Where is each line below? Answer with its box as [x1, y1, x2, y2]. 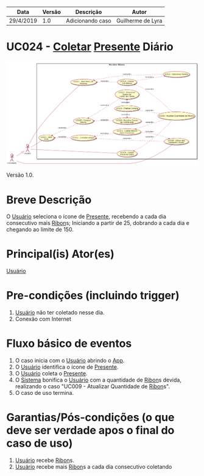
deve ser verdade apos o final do [6, 424, 175, 438]
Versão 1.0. [6, 171, 34, 179]
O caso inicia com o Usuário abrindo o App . [15, 357, 125, 364]
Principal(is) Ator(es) [6, 247, 114, 261]
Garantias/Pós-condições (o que [6, 411, 175, 424]
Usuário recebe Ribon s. [15, 456, 74, 464]
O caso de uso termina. [15, 389, 74, 397]
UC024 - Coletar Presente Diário [6, 40, 174, 54]
